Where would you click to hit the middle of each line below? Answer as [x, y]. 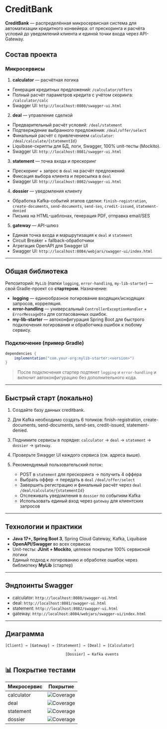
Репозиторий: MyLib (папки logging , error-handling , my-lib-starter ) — [79, 283]
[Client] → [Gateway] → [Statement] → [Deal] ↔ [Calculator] [70, 646]
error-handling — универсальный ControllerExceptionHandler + [80, 309]
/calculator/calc [30, 100]
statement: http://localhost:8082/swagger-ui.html [65, 608]
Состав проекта [31, 55]
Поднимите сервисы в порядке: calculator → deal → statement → [82, 440]
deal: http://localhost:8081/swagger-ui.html [59, 603]
